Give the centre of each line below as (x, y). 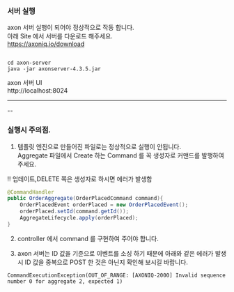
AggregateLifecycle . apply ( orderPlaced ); (79, 218)
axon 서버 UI (25, 83)
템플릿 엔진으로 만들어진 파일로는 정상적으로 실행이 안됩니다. (99, 146)
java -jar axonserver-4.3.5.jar (54, 69)
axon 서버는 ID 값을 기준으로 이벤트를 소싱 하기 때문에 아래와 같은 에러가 (115, 253)
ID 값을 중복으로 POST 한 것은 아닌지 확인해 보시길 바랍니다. (106, 262)
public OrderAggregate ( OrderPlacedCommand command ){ (85, 199)
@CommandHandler (31, 192)
